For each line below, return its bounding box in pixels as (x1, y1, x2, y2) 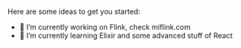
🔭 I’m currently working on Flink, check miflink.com (19, 22, 192, 31)
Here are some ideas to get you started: (7, 7, 141, 16)
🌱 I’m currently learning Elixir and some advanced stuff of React (19, 31, 233, 40)
